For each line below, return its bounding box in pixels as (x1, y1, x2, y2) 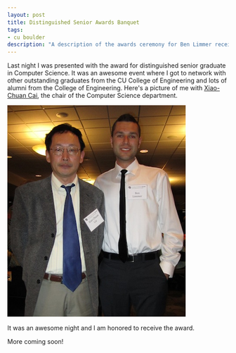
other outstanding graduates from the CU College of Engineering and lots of (7, 76, 227, 85)
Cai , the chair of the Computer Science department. (27, 92, 178, 100)
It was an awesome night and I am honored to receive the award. (7, 324, 195, 333)
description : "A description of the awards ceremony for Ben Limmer (7, 41, 212, 49)
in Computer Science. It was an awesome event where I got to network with (7, 69, 226, 78)
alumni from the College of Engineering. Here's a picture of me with (7, 84, 203, 92)
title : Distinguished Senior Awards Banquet (7, 18, 140, 26)
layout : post (7, 11, 46, 18)
